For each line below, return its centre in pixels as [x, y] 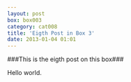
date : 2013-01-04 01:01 [42, 40]
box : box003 [24, 20]
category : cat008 [32, 26]
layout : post [26, 14]
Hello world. [24, 73]
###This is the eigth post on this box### [65, 59]
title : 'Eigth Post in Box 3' [51, 33]
